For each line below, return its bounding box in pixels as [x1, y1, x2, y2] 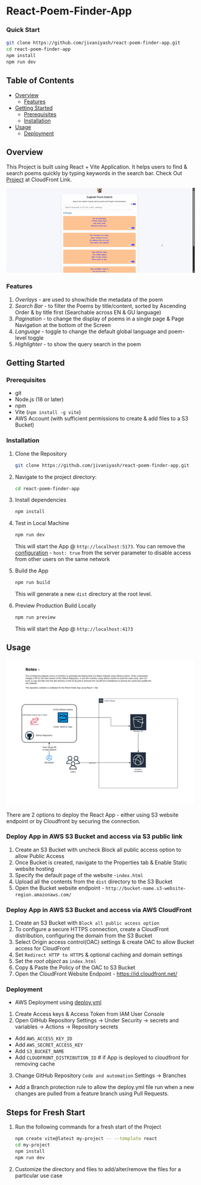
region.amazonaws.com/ [14, 892, 72, 898]
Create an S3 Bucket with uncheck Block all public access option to [14, 846, 181, 853]
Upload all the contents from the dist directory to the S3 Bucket [14, 878, 173, 885]
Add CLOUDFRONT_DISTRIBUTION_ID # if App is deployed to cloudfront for [14, 1054, 189, 1061]
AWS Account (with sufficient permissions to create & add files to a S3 [14, 415, 188, 422]
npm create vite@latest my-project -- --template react [14, 1136, 157, 1142]
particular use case [14, 1172, 63, 1179]
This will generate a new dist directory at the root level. [14, 590, 153, 598]
